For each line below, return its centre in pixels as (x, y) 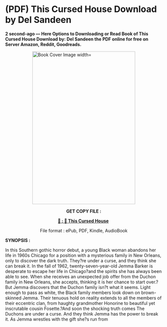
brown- (149, 292)
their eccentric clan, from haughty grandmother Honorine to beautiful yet (80, 303)
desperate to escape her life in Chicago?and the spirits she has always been (83, 271)
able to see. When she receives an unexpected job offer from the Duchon (81, 276)
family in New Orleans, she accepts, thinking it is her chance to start (75, 282)
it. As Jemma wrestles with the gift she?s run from (57, 319)
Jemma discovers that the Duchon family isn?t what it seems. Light (82, 287)
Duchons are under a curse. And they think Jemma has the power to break (82, 313)
